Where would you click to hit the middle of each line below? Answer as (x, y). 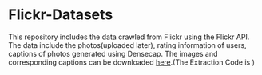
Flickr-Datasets (61, 15)
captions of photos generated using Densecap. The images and (113, 53)
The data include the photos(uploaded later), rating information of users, (127, 45)
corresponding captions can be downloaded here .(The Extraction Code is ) (132, 62)
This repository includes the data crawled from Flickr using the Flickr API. (129, 37)
